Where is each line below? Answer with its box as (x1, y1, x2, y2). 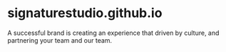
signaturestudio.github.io (7, 5, 163, 21)
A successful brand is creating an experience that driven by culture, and (7, 28, 220, 37)
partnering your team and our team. (7, 36, 113, 44)
